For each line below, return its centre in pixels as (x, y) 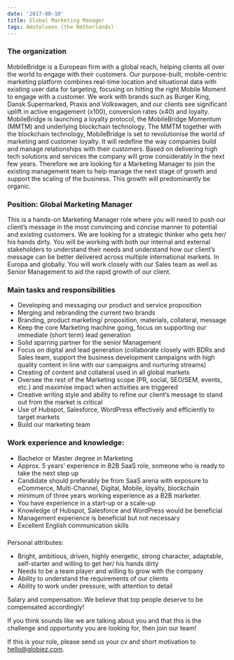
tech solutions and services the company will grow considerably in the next (116, 156)
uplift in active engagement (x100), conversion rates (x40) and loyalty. (109, 111)
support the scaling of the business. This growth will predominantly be (109, 178)
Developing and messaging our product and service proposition (109, 305)
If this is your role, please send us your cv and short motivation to (102, 642)
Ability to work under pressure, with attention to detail (95, 586)
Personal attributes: (36, 543)
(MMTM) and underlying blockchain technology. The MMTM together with (115, 126)
